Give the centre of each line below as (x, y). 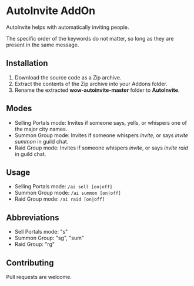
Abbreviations (33, 217)
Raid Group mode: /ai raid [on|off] (60, 199)
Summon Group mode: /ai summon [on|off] (68, 193)
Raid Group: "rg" (34, 244)
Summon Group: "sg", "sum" (49, 238)
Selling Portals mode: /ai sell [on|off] (63, 187)
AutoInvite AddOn (51, 11)
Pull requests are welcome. (39, 277)
